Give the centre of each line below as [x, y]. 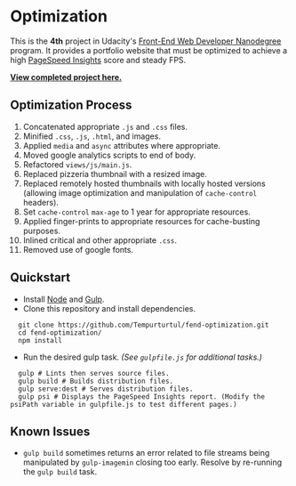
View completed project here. [66, 77]
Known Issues [50, 431]
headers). [40, 202]
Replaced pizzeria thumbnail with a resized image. [115, 174]
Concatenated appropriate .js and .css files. [105, 126]
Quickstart [40, 278]
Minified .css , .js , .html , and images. [92, 136]
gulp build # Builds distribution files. [96, 381]
